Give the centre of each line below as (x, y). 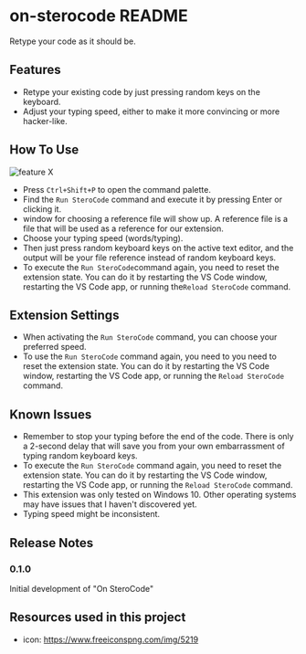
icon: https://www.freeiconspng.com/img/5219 (111, 639)
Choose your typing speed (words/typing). (103, 237)
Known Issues (51, 414)
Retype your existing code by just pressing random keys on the (141, 91)
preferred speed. (54, 347)
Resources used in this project (98, 617)
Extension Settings (64, 315)
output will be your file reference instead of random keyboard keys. (149, 258)
